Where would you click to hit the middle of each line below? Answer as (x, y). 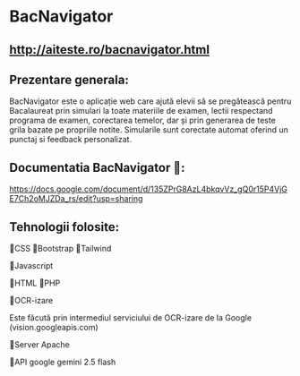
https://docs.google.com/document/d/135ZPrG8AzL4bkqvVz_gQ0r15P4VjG (149, 189)
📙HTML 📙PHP (35, 283)
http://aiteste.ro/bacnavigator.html (110, 50)
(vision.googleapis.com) (54, 328)
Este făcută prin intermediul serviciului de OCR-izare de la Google (131, 318)
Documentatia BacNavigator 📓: (97, 167)
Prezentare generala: (69, 79)
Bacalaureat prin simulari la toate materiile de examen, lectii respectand (141, 111)
